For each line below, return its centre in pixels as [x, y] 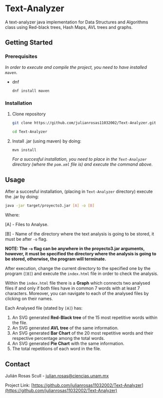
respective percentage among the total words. [58, 338]
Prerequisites [21, 57]
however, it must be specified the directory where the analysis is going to [81, 254]
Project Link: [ [19, 385]
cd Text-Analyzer [30, 132]
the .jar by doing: [22, 197]
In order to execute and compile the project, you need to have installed [76, 67]
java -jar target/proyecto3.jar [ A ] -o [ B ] [50, 206]
